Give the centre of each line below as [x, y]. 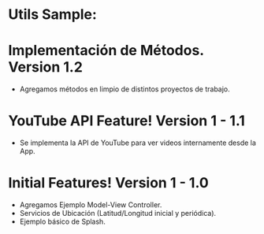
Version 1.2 [45, 67]
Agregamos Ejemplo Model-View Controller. [91, 205]
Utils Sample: [52, 15]
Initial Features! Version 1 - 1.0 [108, 183]
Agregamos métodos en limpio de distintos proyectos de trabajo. [125, 89]
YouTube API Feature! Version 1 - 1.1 [127, 121]
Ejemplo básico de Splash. [63, 221]
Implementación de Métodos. [106, 51]
